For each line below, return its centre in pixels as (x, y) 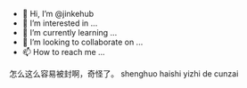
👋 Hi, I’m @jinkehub (58, 14)
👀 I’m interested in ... (60, 23)
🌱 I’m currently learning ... (70, 32)
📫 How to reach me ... (63, 52)
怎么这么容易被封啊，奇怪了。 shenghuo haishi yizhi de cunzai (124, 74)
